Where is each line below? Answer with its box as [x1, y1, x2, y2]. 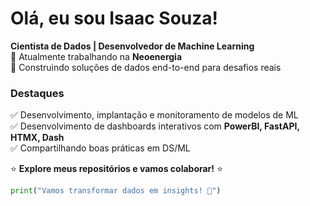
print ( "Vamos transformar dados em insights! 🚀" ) [10, 186, 222, 196]
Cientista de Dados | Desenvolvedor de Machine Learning [10, 40, 255, 52]
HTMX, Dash [10, 132, 65, 144]
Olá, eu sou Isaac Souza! [10, 7, 219, 30]
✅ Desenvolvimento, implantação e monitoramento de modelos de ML [10, 109, 299, 121]
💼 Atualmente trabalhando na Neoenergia [10, 50, 183, 62]
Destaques [10, 86, 65, 100]
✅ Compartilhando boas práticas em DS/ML [10, 142, 191, 154]
